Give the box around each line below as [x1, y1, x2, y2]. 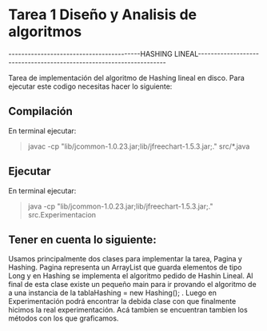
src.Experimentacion [27, 209, 97, 219]
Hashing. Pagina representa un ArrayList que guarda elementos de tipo [8, 262, 242, 273]
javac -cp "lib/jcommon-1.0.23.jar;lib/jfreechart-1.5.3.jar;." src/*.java [27, 142, 250, 151]
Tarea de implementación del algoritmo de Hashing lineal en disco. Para [8, 73, 245, 82]
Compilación [8, 105, 74, 118]
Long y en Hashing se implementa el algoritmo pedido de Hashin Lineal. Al [8, 271, 253, 281]
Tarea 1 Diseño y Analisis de [8, 6, 197, 24]
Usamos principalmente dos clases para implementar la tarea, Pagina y [8, 254, 242, 264]
